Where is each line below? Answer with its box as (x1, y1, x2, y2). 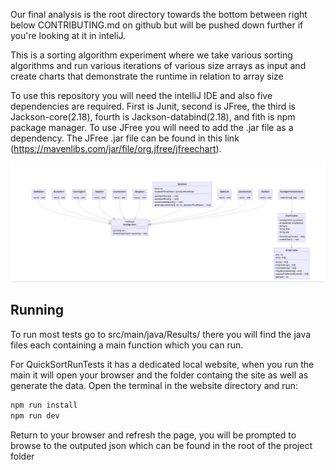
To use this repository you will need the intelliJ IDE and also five (10, 90, 273, 101)
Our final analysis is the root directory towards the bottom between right (10, 9, 308, 20)
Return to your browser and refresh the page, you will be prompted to (10, 429, 297, 441)
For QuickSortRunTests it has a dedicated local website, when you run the (10, 358, 315, 370)
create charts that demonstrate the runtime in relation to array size (10, 70, 284, 82)
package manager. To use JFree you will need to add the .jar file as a (10, 122, 294, 133)
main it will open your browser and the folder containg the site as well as (10, 369, 309, 381)
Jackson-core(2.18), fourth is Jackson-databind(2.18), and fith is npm (10, 111, 296, 123)
